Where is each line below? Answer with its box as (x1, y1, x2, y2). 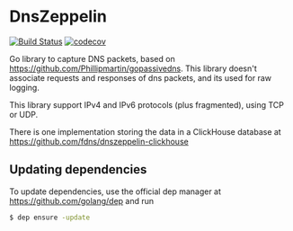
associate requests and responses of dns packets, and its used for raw (9, 72, 272, 83)
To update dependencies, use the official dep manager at (9, 186, 222, 197)
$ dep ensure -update (9, 213, 91, 222)
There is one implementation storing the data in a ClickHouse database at (9, 126, 281, 137)
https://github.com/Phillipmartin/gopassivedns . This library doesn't (9, 63, 258, 74)
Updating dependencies (9, 162, 147, 177)
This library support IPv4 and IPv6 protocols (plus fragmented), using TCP (9, 99, 285, 110)
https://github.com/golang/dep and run (9, 195, 155, 206)
